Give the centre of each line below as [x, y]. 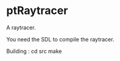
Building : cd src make [34, 51]
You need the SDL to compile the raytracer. [60, 39]
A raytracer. [21, 27]
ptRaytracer [37, 11]
